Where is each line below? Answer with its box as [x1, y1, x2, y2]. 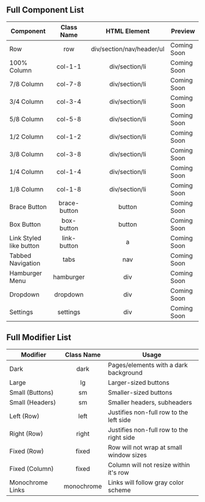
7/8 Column [9, 79, 44, 88]
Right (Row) [9, 429, 43, 438]
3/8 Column [9, 149, 44, 158]
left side [107, 415, 131, 424]
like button [9, 241, 40, 249]
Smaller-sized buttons [107, 388, 173, 396]
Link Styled [9, 234, 41, 242]
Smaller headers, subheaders [107, 398, 192, 406]
